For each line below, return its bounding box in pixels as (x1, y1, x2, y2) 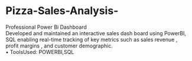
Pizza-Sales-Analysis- (5, 4, 119, 18)
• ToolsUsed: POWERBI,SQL (5, 48, 74, 55)
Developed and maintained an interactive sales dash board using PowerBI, (5, 29, 187, 36)
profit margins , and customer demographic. (5, 42, 113, 49)
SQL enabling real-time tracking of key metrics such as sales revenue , (5, 36, 178, 43)
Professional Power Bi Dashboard (5, 23, 87, 30)
